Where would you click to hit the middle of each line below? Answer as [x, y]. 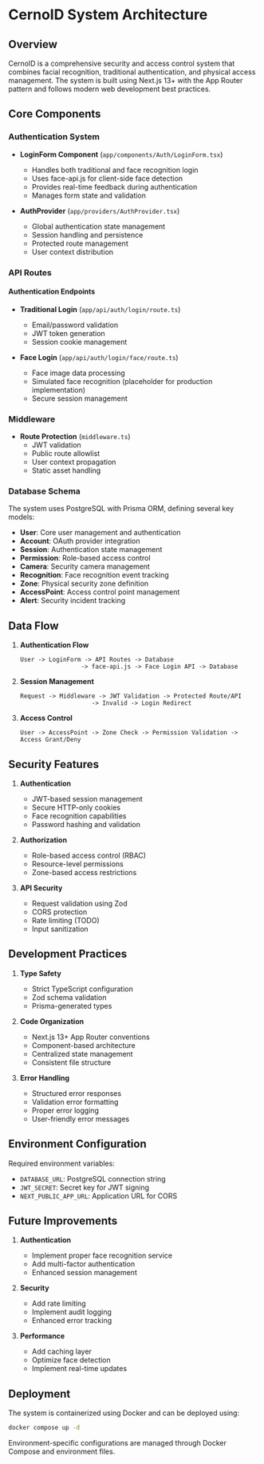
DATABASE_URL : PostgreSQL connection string [93, 1178]
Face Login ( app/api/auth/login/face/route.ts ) [99, 357]
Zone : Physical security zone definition [84, 584]
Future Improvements [63, 1221]
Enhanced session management [84, 1273]
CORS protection [59, 912]
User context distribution [73, 252]
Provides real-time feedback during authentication [114, 186]
